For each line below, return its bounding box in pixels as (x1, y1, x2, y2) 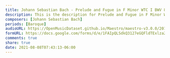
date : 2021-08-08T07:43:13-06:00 (5, 45, 76, 50)
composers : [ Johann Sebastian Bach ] (5, 17, 82, 22)
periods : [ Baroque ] (5, 21, 47, 27)
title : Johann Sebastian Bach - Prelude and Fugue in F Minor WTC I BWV (5, 7, 162, 13)
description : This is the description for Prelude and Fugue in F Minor (5, 12, 162, 17)
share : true (5, 40, 30, 45)
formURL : (5, 31, 24, 36)
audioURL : (5, 26, 26, 31)
